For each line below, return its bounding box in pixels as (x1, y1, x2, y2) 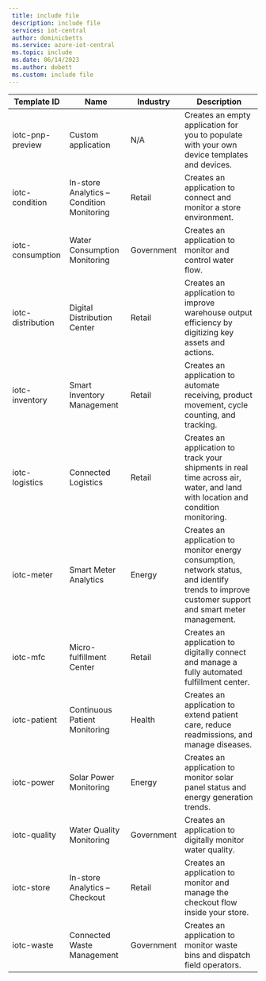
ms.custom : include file (11, 71, 93, 79)
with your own (184, 139, 237, 150)
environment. (184, 211, 234, 222)
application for (184, 119, 239, 130)
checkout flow (184, 897, 237, 908)
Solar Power (69, 771, 115, 782)
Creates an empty (184, 109, 251, 120)
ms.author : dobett (11, 64, 73, 71)
